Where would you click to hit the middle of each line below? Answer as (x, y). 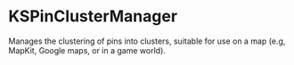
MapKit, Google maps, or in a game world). (87, 50)
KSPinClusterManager (93, 16)
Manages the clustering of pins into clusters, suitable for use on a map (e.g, (147, 41)
